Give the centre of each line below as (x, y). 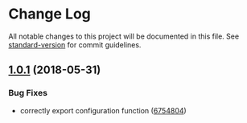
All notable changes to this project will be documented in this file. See (124, 36)
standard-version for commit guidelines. (75, 44)
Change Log (49, 14)
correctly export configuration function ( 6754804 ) (103, 110)
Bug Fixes (28, 93)
